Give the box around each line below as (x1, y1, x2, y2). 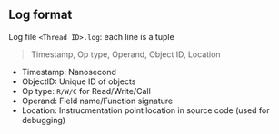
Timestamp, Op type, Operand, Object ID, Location (30, 49, 221, 60)
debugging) (21, 114, 65, 125)
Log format (8, 7, 73, 23)
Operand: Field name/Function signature (21, 95, 174, 106)
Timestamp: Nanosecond (21, 66, 117, 77)
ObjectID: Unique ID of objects (21, 76, 136, 87)
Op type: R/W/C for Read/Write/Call (21, 85, 151, 96)
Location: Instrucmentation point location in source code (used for (21, 104, 270, 116)
